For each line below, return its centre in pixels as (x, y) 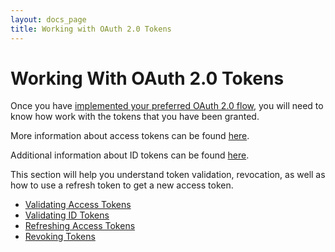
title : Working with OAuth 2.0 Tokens (91, 29)
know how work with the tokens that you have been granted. (135, 117)
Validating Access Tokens (78, 205)
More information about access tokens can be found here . (130, 136)
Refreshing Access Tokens (80, 226)
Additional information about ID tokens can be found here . (130, 155)
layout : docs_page (48, 19)
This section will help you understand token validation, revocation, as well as (168, 175)
